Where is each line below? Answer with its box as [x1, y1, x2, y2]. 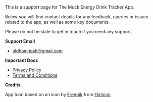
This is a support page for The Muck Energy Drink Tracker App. [5, 4, 135, 10]
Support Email [5, 38, 35, 44]
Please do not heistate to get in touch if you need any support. [5, 29, 133, 34]
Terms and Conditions [12, 72, 58, 78]
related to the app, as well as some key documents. [5, 19, 110, 25]
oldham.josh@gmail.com [12, 48, 63, 53]
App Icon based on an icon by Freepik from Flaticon [5, 92, 111, 97]
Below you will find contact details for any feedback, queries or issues [5, 14, 149, 19]
